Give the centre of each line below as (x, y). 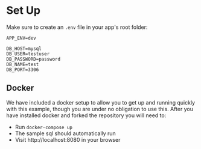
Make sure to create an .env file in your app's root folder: (77, 27)
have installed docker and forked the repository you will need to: (86, 115)
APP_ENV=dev (21, 38)
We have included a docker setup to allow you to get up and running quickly (101, 102)
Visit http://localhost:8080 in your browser (68, 139)
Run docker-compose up (43, 127)
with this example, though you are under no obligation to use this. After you (100, 109)
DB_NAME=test (23, 64)
